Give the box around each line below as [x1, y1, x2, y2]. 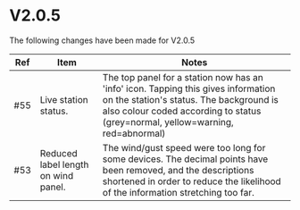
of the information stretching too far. [102, 186, 254, 198]
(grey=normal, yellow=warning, [102, 115, 234, 128]
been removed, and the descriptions [102, 164, 254, 176]
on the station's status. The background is [102, 93, 279, 105]
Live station [39, 93, 89, 105]
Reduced [39, 147, 78, 159]
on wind [39, 169, 74, 181]
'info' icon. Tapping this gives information [102, 82, 276, 95]
